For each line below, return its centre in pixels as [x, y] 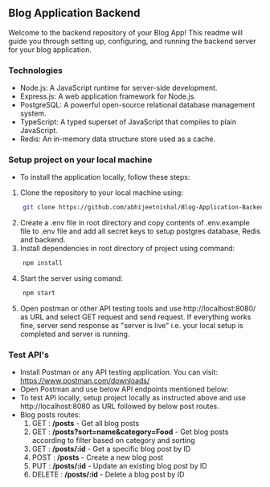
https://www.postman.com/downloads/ [85, 381]
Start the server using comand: [71, 278]
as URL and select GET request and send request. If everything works [135, 317]
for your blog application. [50, 49]
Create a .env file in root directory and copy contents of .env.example [135, 223]
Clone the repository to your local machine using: [101, 193]
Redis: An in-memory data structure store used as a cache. [117, 139]
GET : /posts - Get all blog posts [86, 424]
